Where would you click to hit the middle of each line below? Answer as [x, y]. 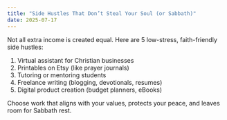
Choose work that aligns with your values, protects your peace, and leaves [113, 103]
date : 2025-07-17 [32, 20]
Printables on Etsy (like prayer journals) [73, 68]
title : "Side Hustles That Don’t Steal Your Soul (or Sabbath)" [102, 13]
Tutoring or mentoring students [62, 75]
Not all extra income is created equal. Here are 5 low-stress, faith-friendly [112, 39]
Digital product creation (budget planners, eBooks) [90, 90]
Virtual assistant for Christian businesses [75, 60]
